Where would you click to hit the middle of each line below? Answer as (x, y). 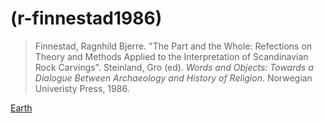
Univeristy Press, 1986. (82, 88)
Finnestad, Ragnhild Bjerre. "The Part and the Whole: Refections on (173, 46)
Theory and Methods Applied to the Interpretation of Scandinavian (171, 56)
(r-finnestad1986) (86, 18)
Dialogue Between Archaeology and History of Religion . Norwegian (173, 78)
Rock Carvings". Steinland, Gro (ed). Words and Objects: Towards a (174, 67)
